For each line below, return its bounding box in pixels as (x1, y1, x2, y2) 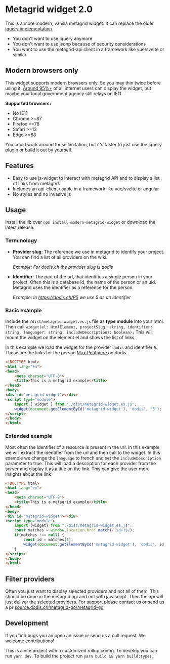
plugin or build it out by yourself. (5, 147, 73, 153)
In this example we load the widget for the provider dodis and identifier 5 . (5, 344, 158, 350)
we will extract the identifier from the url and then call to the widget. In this (5, 449, 160, 455)
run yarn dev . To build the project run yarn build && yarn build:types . (5, 653, 153, 659)
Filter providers (5, 574, 55, 583)
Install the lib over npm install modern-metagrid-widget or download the (5, 219, 156, 225)
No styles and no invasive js (12, 191, 71, 197)
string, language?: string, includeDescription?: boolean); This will (5, 329, 153, 335)
